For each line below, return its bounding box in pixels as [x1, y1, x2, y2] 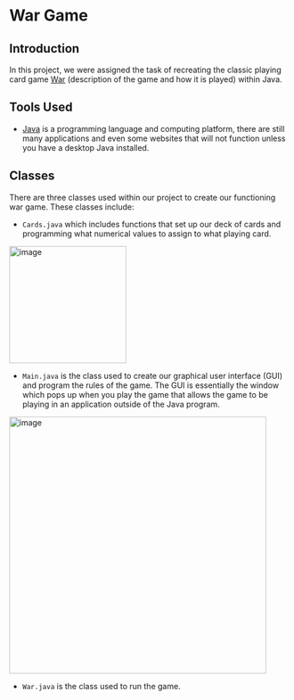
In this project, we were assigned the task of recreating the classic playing [9, 64, 282, 75]
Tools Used [9, 100, 73, 115]
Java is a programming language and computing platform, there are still [21, 123, 285, 134]
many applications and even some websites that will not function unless [21, 133, 287, 144]
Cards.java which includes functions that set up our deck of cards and [21, 218, 282, 229]
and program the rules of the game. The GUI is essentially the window [21, 380, 279, 391]
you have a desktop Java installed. [21, 142, 150, 152]
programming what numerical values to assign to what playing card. [21, 228, 272, 239]
